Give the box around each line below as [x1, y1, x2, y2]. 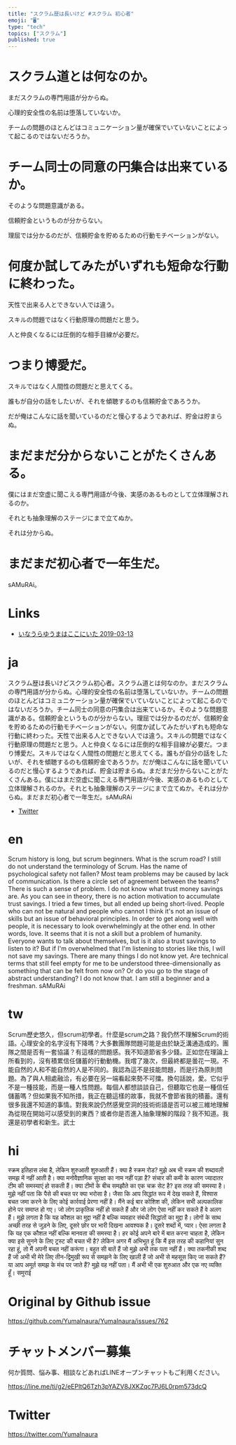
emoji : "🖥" [8, 17, 41, 24]
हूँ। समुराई [8, 1269, 32, 1277]
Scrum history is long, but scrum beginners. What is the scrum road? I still [8, 855, 221, 863]
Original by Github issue [8, 1293, 151, 1309]
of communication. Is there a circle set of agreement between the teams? [8, 877, 220, 885]
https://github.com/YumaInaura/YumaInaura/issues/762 [8, 1317, 169, 1326]
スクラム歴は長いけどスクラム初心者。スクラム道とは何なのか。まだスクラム [8, 678, 228, 687]
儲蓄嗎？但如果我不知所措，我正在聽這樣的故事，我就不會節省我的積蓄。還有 [8, 1091, 229, 1100]
